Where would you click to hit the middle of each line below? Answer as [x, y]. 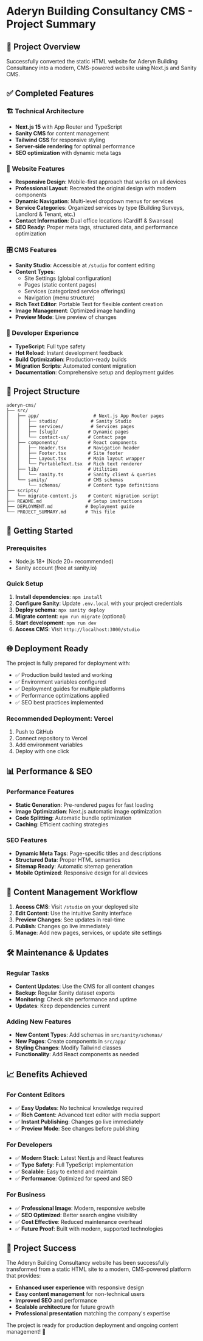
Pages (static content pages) [60, 285]
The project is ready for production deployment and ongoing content [92, 1325]
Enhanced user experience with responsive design [80, 1287]
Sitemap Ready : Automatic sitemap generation [74, 867]
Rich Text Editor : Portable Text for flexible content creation [89, 304]
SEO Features [27, 840]
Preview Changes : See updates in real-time [70, 920]
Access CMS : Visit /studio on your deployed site [77, 907]
